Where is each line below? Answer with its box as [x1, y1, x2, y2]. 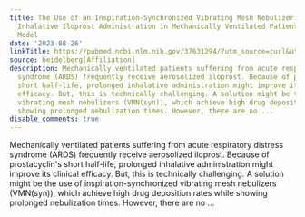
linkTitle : [9, 47, 51, 56]
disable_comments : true [9, 114, 100, 123]
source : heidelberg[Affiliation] [9, 55, 136, 64]
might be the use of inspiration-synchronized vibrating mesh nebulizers [9, 178, 277, 189]
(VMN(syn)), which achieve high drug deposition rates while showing [9, 188, 268, 199]
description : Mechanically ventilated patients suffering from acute [9, 64, 279, 74]
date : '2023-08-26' [9, 38, 84, 48]
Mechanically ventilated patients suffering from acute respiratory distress [9, 140, 284, 151]
